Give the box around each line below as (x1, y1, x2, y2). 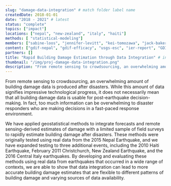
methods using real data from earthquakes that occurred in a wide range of (5, 158, 163, 165)
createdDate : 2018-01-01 (5, 12, 58, 17)
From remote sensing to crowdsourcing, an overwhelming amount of (5, 78, 149, 85)
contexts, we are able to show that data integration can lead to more (5, 164, 149, 170)
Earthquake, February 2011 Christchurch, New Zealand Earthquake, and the (5, 148, 163, 154)
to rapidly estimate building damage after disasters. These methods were (5, 131, 159, 138)
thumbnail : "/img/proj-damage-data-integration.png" (5, 60, 120, 65)
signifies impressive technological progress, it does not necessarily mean (5, 89, 159, 95)
